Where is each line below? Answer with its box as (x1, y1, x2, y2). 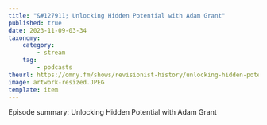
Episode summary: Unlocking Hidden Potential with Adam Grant (8, 107, 217, 117)
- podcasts (37, 64, 73, 72)
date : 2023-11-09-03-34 (8, 26, 87, 34)
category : (22, 41, 56, 49)
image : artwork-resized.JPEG (8, 78, 105, 86)
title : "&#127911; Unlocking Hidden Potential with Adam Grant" (8, 11, 226, 20)
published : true (8, 19, 62, 27)
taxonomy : (8, 33, 41, 42)
